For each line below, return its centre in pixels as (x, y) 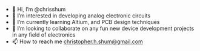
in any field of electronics (44, 35)
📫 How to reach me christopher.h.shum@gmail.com (78, 41)
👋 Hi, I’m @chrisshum (39, 9)
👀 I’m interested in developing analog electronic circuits (81, 16)
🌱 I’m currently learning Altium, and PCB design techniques (86, 22)
